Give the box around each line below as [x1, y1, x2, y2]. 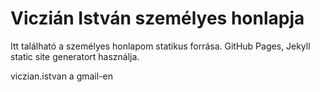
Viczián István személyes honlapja [10, 7, 305, 30]
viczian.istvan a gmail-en [10, 70, 114, 82]
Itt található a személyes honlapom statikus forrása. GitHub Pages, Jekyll [10, 40, 311, 52]
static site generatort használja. [10, 50, 140, 62]
